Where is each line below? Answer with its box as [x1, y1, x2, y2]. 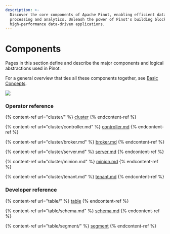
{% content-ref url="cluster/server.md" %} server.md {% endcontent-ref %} [5, 149, 164, 155]
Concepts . [5, 80, 27, 86]
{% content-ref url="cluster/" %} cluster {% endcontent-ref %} [5, 114, 137, 120]
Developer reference [5, 186, 57, 194]
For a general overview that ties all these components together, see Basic [5, 75, 158, 81]
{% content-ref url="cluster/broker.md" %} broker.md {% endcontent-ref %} [5, 139, 165, 145]
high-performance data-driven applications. [10, 21, 105, 27]
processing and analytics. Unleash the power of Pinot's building [10, 17, 153, 22]
